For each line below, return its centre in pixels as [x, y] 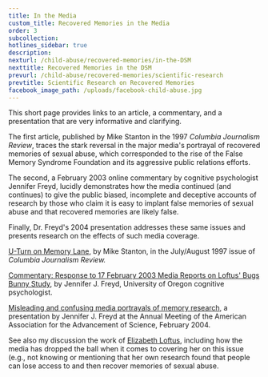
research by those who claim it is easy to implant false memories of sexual [131, 203]
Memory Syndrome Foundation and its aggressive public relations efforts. [129, 162]
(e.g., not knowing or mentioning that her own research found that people [129, 358]
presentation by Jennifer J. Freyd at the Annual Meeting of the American [127, 316]
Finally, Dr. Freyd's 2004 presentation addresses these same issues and [127, 227]
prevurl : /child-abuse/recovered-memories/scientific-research [116, 75]
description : [30, 53]
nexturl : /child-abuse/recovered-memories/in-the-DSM [100, 61]
